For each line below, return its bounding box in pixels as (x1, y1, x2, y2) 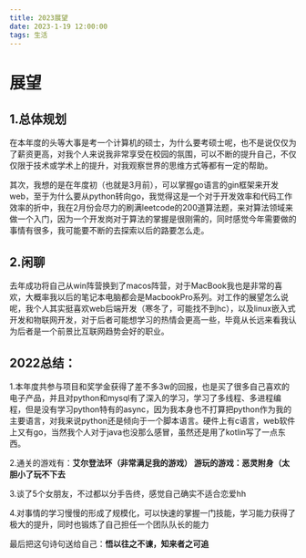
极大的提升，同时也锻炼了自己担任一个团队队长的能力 (9, 519, 209, 530)
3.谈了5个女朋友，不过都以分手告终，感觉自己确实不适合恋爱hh (9, 489, 247, 499)
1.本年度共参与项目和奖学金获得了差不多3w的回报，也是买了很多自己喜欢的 (9, 381, 290, 392)
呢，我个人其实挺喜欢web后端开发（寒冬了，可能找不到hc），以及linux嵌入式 (9, 303, 296, 315)
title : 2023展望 (9, 13, 68, 23)
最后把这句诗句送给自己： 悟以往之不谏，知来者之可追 (9, 539, 209, 549)
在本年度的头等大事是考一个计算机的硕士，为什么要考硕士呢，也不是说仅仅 (9, 138, 289, 149)
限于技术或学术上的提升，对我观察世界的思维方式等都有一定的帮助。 (16, 160, 273, 171)
